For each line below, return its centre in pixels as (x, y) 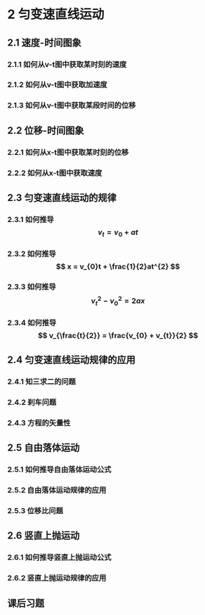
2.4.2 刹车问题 (32, 402)
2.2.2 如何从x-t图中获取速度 (55, 173)
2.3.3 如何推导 (32, 287)
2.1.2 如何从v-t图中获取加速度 (57, 85)
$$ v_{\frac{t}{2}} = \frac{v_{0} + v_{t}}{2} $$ (118, 335)
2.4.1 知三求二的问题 (41, 382)
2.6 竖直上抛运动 (44, 536)
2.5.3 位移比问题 (35, 510)
